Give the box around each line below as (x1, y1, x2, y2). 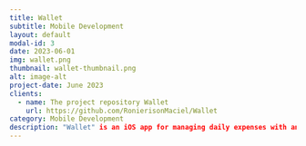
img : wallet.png (9, 55, 71, 64)
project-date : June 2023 (9, 81, 104, 90)
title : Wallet (9, 13, 64, 23)
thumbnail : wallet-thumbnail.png (9, 64, 137, 73)
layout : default (9, 30, 71, 39)
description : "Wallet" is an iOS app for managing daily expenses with (9, 123, 288, 132)
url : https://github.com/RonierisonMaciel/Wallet (25, 106, 219, 115)
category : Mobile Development (9, 114, 125, 123)
